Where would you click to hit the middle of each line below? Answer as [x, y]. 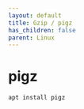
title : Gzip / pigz [40, 23]
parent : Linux [32, 38]
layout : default [35, 15]
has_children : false [42, 30]
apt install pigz [37, 98]
